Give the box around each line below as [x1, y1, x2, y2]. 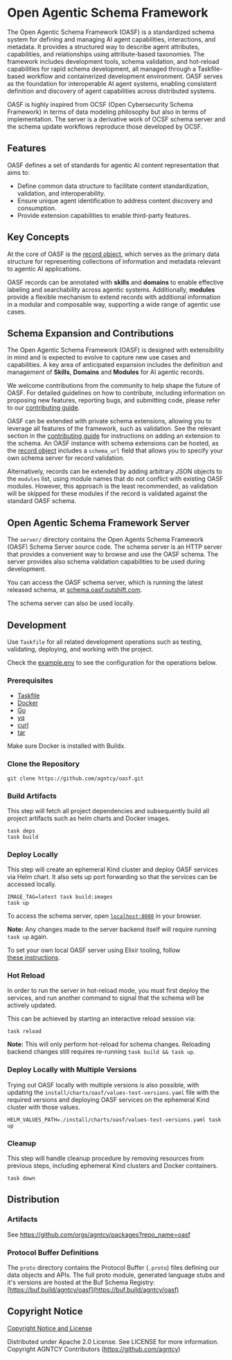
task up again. [7, 933, 48, 941]
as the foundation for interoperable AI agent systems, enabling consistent [7, 79, 217, 87]
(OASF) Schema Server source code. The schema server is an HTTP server [7, 543, 223, 551]
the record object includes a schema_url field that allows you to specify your [7, 446, 224, 455]
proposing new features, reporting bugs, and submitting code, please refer [7, 396, 220, 405]
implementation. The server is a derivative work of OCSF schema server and [7, 114, 226, 123]
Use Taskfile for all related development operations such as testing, [7, 638, 202, 646]
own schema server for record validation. [7, 454, 125, 462]
